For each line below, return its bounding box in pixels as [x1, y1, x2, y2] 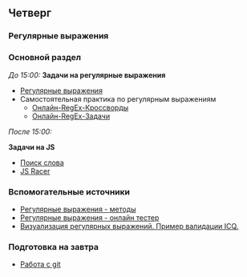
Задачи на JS [8, 142, 55, 151]
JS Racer [19, 166, 51, 175]
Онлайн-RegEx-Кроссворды [31, 102, 129, 112]
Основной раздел [8, 52, 82, 63]
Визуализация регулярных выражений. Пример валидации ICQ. [19, 221, 239, 231]
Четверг [8, 6, 52, 20]
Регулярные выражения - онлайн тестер [19, 212, 160, 223]
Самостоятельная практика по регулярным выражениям [19, 94, 217, 103]
